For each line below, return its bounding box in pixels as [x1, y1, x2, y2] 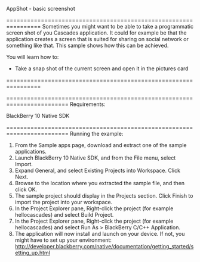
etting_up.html [14, 249, 51, 256]
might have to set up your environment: [14, 236, 112, 244]
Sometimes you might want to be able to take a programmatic [42, 23, 194, 30]
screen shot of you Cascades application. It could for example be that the [6, 29, 187, 36]
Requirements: [69, 101, 106, 108]
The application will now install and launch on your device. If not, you [14, 230, 185, 237]
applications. [14, 148, 47, 155]
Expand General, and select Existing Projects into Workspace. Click [14, 167, 181, 174]
